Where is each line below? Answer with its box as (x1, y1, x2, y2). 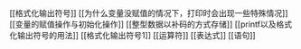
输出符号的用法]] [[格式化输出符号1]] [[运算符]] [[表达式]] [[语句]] (16, 30, 256, 40)
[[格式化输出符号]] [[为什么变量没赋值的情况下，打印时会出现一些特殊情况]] (9, 8, 288, 18)
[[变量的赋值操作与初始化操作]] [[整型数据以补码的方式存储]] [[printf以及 (9, 19, 277, 29)
